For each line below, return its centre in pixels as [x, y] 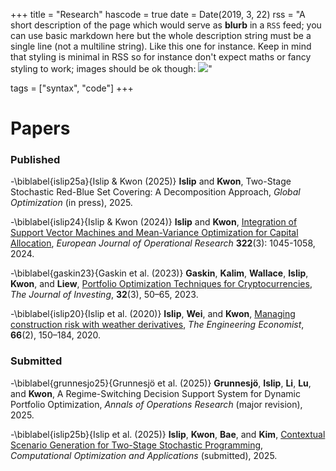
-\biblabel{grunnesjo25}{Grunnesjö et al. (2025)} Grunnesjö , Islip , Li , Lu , [161, 383]
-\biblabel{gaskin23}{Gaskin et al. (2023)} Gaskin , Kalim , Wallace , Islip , [159, 273]
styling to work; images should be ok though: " [111, 68]
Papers [40, 128]
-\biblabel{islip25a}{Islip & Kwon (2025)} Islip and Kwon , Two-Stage [151, 181]
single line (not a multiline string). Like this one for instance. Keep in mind [161, 46]
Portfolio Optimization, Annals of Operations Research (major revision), [156, 404]
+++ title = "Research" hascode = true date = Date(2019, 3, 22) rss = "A [158, 14]
